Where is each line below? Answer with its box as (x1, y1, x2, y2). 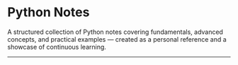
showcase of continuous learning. (7, 42, 106, 51)
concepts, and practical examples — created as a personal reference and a (7, 35, 227, 43)
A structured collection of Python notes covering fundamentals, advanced (7, 28, 223, 36)
